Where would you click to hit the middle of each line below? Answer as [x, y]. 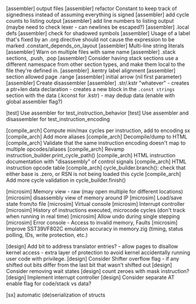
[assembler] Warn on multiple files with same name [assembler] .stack [91, 52]
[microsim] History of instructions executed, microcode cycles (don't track [96, 210]
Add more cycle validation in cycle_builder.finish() [66, 180]
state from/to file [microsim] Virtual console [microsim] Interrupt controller [95, 204]
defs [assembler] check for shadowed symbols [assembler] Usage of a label [98, 33]
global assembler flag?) [34, 101]
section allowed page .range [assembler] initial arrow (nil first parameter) [94, 77]
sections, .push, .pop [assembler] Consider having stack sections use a [92, 58]
